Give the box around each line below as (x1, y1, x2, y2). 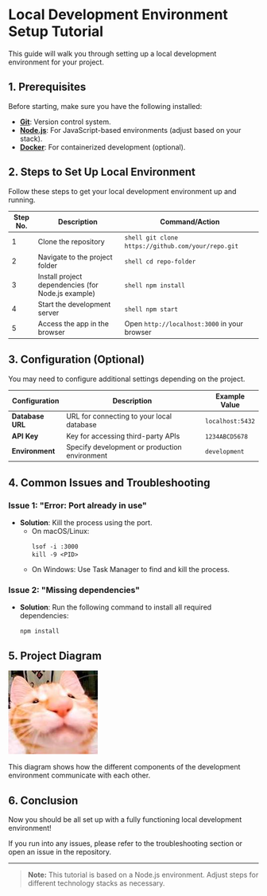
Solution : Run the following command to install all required (19, 602, 212, 612)
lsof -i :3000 (31, 543, 79, 551)
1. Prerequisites (8, 80, 87, 94)
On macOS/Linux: (31, 527, 90, 536)
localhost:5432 (205, 417, 256, 425)
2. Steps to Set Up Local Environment (8, 166, 196, 179)
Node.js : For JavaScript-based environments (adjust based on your (19, 125, 242, 134)
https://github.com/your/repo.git (124, 243, 239, 251)
